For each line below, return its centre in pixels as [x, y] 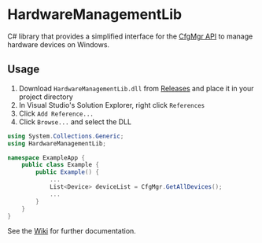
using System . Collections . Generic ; [66, 136]
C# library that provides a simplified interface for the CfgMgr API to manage [130, 36]
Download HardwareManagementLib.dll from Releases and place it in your [136, 88]
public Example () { [68, 172]
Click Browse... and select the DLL [75, 121]
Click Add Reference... [56, 113]
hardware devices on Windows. [59, 44]
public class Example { [61, 165]
